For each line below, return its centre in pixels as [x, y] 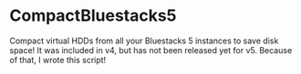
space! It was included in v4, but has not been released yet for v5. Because [151, 50]
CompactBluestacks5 [93, 16]
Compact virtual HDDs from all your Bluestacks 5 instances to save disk [144, 41]
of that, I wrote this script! [58, 60]
